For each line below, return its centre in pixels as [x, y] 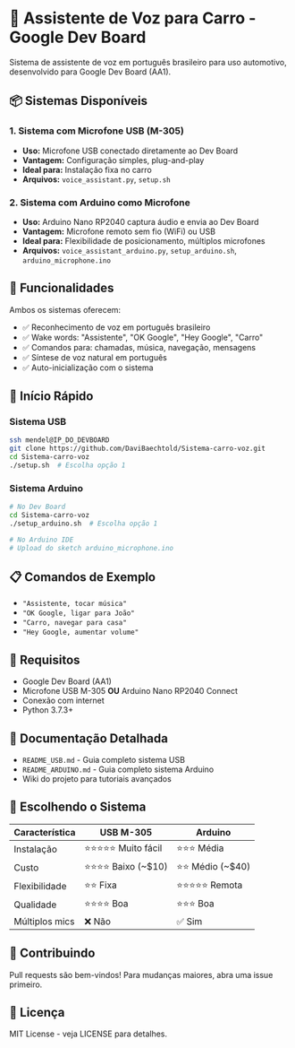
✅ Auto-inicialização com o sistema [88, 368]
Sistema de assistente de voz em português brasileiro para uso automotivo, [148, 62]
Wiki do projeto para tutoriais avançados [97, 779]
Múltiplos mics [44, 921]
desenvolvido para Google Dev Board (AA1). [90, 72]
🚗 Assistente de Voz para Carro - [133, 18]
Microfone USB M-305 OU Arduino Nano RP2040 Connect [130, 691]
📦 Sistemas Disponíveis [79, 101]
